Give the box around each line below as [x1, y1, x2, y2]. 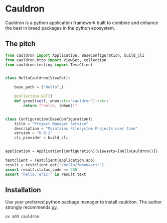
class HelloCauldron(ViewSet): [5, 76, 71, 81]
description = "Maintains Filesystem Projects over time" [14, 126, 138, 131]
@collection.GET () [14, 94, 53, 99]
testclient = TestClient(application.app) [5, 158, 95, 163]
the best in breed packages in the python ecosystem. [5, 25, 115, 31]
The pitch [5, 40, 36, 48]
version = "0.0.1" [14, 131, 53, 136]
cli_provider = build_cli [14, 135, 69, 141]
